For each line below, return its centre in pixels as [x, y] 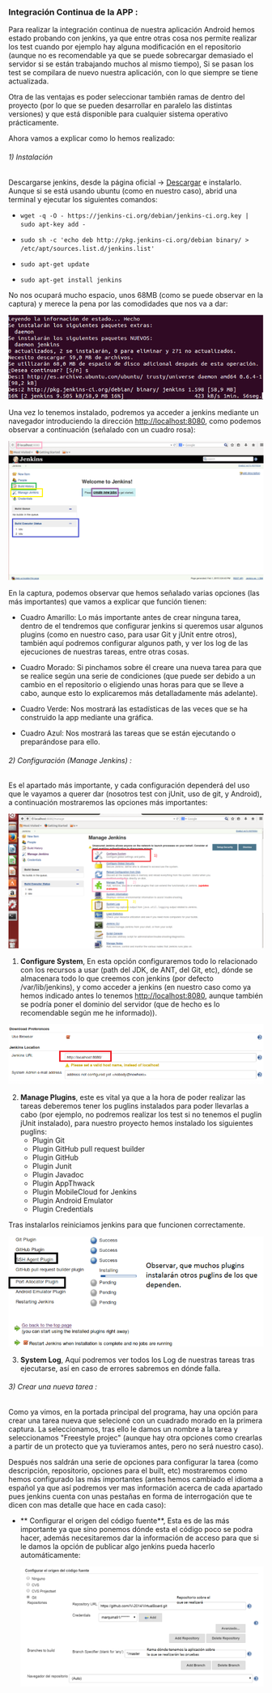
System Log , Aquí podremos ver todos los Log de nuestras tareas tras [137, 1360]
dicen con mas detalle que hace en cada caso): [87, 1504]
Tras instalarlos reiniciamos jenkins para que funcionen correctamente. [127, 1225]
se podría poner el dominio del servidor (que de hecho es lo [120, 1004]
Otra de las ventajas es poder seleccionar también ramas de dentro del [127, 97]
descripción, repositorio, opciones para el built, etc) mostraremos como [128, 1470]
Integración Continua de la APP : [73, 12]
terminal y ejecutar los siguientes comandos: [83, 199]
